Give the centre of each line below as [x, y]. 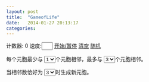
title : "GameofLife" [33, 17]
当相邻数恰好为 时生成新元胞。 [49, 72]
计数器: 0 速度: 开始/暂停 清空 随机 [54, 46]
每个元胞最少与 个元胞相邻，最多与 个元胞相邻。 [76, 59]
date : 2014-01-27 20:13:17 [42, 23]
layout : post [22, 12]
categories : [21, 28]
